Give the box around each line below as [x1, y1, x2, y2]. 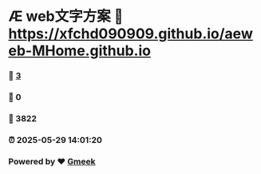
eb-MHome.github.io [8, 42, 152, 60]
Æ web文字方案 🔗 [8, 7, 124, 26]
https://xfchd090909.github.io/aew [8, 25, 253, 43]
